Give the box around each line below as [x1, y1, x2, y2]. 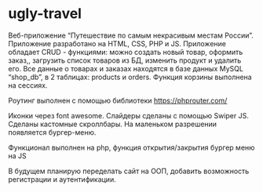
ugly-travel [8, 5, 82, 23]
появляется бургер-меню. [8, 127, 97, 137]
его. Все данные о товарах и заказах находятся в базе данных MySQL [8, 63, 243, 73]
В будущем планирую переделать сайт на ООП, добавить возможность [8, 166, 250, 176]
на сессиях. [8, 80, 48, 90]
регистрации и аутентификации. [8, 174, 116, 184]
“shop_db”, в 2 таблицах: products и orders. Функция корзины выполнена [8, 72, 253, 82]
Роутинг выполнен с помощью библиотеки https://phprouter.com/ [8, 96, 228, 105]
